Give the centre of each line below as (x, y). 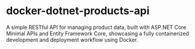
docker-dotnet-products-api (78, 11)
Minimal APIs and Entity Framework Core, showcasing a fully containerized (98, 33)
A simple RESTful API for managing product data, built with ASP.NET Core (96, 27)
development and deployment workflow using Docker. (72, 40)
